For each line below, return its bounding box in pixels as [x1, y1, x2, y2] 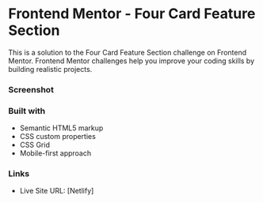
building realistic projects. [8, 64, 93, 73]
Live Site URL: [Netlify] [19, 186, 94, 196]
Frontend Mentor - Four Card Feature [8, 5, 256, 23]
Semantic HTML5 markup [19, 123, 104, 133]
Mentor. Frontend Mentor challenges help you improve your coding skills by [8, 56, 255, 66]
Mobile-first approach [19, 148, 92, 158]
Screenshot [8, 84, 54, 95]
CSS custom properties [19, 132, 97, 141]
